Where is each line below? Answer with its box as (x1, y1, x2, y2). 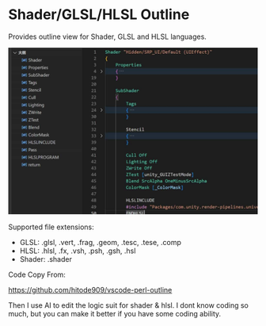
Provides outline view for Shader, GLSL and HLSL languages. (8, 32, 207, 41)
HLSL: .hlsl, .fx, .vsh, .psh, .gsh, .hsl (19, 246, 136, 255)
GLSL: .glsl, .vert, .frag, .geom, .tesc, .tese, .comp (19, 237, 182, 247)
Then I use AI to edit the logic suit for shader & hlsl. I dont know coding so (8, 300, 249, 310)
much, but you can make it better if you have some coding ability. (8, 309, 222, 318)
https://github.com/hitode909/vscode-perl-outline (8, 285, 173, 294)
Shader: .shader (19, 254, 73, 263)
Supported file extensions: (8, 222, 94, 232)
